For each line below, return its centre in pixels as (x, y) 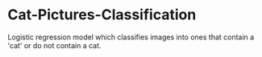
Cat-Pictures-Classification (102, 15)
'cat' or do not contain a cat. (54, 45)
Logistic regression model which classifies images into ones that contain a (131, 37)
